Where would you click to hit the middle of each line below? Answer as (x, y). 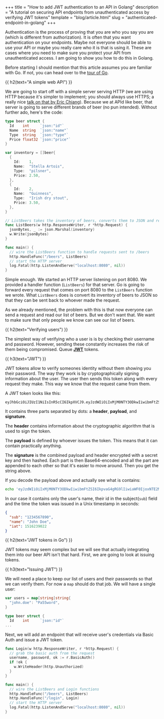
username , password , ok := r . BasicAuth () (52, 658)
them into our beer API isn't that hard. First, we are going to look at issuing (80, 555)
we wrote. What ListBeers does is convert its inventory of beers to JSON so (81, 295)
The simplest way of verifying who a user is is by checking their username (80, 339)
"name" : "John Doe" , (30, 522)
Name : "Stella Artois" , (39, 166)
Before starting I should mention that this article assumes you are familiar (79, 67)
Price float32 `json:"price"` (40, 139)
